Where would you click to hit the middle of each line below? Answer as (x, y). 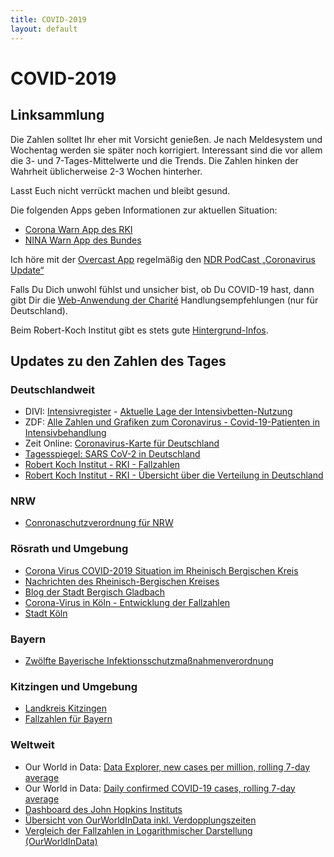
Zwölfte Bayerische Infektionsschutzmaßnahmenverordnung (149, 661)
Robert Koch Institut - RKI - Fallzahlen (102, 465)
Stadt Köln (46, 613)
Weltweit (32, 745)
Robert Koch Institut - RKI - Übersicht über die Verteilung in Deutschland (174, 475)
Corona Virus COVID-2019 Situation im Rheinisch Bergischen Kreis (161, 570)
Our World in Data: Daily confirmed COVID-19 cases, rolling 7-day (160, 788)
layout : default (44, 29)
